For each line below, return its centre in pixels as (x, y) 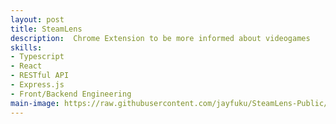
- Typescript (37, 57)
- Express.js (37, 85)
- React (26, 66)
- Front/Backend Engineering (71, 94)
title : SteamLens (46, 29)
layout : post (37, 19)
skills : (26, 47)
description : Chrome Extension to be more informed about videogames (160, 38)
